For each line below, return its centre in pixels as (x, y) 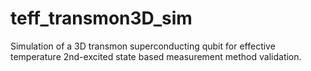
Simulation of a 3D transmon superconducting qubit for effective (143, 46)
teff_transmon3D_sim (101, 18)
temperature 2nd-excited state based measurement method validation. (156, 56)
